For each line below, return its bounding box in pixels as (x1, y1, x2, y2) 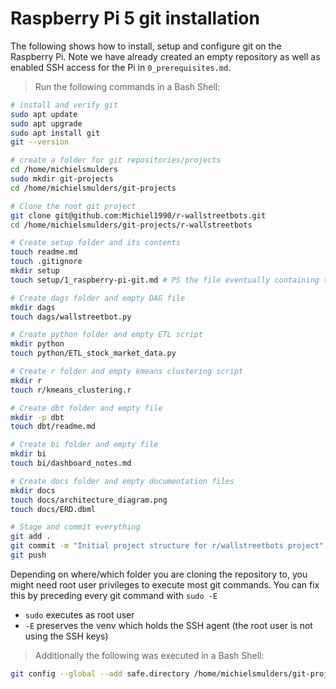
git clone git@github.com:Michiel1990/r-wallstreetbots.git (10, 210, 267, 221)
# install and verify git (10, 100, 118, 110)
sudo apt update (10, 109, 78, 119)
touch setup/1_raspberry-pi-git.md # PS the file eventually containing (10, 275, 320, 285)
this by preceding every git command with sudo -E (10, 589, 218, 601)
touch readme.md (10, 247, 78, 257)
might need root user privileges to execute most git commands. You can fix (10, 578, 320, 591)
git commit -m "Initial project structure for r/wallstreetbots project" (10, 541, 325, 551)
